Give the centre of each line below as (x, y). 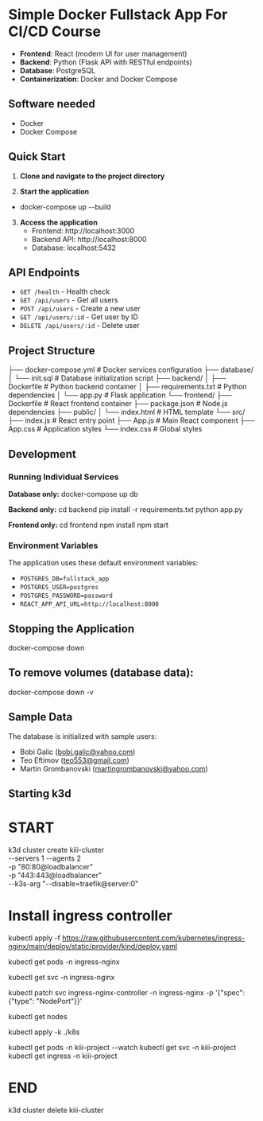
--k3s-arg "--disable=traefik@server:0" (73, 883)
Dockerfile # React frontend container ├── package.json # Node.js (118, 404)
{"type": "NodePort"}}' (45, 1001)
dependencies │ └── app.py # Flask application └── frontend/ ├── (120, 395)
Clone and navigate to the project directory (92, 176)
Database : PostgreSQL (58, 70)
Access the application (58, 222)
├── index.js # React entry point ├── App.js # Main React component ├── (132, 420)
